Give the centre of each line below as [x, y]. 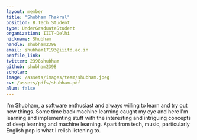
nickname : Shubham [29, 39]
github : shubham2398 [32, 66]
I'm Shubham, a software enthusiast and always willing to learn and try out [97, 105]
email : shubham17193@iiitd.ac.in [47, 50]
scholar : [17, 72]
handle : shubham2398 [32, 45]
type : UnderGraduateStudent [41, 28]
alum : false [21, 89]
